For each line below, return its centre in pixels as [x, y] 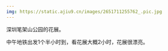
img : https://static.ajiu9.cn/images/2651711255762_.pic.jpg [84, 12]
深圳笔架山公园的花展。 [35, 29]
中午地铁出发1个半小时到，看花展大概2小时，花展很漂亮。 [77, 42]
